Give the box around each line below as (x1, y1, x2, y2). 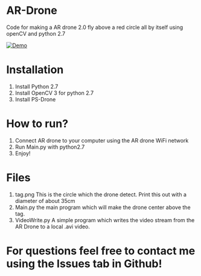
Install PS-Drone (14, 95, 56, 103)
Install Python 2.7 (14, 83, 59, 90)
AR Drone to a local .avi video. (14, 223, 91, 230)
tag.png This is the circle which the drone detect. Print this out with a (14, 191, 187, 198)
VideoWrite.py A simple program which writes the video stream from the (14, 216, 195, 223)
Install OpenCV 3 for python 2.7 (14, 89, 94, 97)
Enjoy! (14, 149, 31, 157)
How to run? (6, 117, 68, 130)
